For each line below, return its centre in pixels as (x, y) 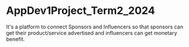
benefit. (16, 39)
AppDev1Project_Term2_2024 (81, 11)
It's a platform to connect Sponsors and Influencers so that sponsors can (95, 27)
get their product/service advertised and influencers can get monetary (92, 32)
